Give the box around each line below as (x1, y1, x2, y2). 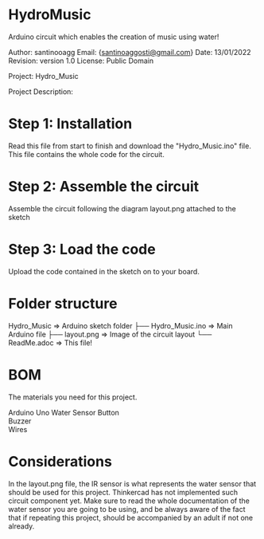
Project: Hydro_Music (8, 71, 80, 81)
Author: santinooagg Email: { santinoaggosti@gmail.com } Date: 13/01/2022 (8, 47, 252, 57)
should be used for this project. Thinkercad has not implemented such (8, 487, 239, 497)
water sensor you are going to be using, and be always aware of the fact (8, 504, 246, 513)
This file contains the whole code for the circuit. (8, 149, 165, 159)
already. (8, 521, 35, 531)
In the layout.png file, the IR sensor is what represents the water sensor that (8, 478, 257, 488)
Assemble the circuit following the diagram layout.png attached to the (8, 203, 236, 213)
